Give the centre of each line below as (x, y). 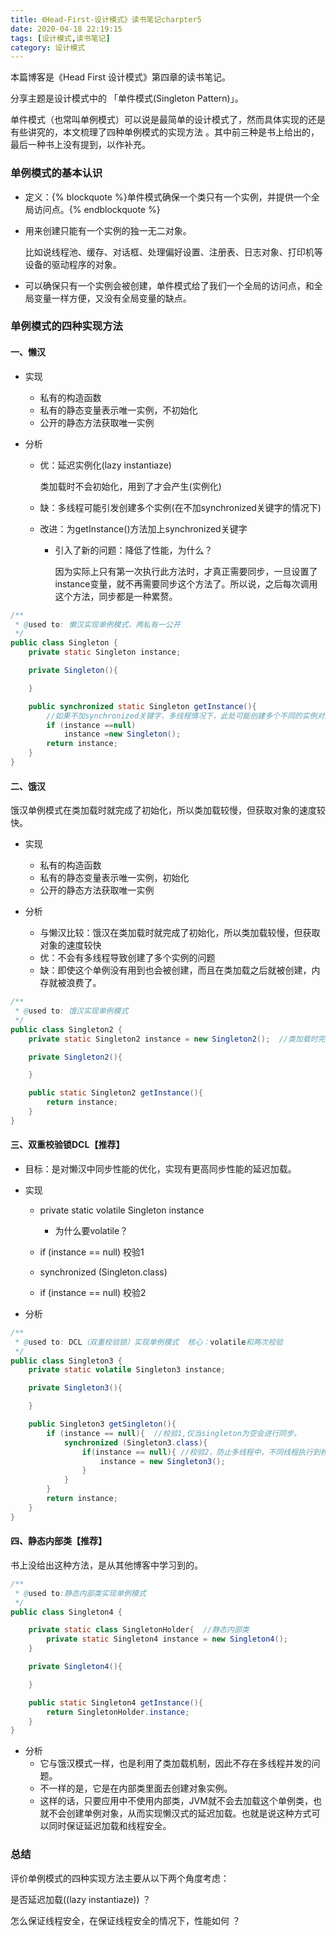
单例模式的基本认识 (56, 173)
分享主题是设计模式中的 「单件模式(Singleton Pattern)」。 (127, 98)
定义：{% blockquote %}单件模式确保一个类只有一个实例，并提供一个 (168, 197)
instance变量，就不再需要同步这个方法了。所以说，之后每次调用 (186, 583)
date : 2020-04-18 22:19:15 (66, 29)
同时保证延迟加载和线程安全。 (110, 1826)
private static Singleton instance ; (105, 652)
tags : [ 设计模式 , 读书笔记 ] (60, 38)
